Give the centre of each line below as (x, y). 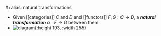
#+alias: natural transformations (38, 7)
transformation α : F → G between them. (56, 23)
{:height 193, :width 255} (61, 28)
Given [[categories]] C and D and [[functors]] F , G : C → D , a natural (84, 17)
